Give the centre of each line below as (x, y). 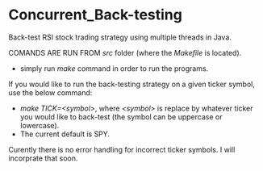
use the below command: (50, 92)
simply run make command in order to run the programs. (114, 68)
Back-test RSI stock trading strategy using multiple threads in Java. (120, 37)
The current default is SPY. (65, 134)
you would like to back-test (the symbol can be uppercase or (121, 117)
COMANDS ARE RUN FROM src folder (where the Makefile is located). (125, 52)
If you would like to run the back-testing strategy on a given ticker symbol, (132, 84)
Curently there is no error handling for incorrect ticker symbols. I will (122, 149)
